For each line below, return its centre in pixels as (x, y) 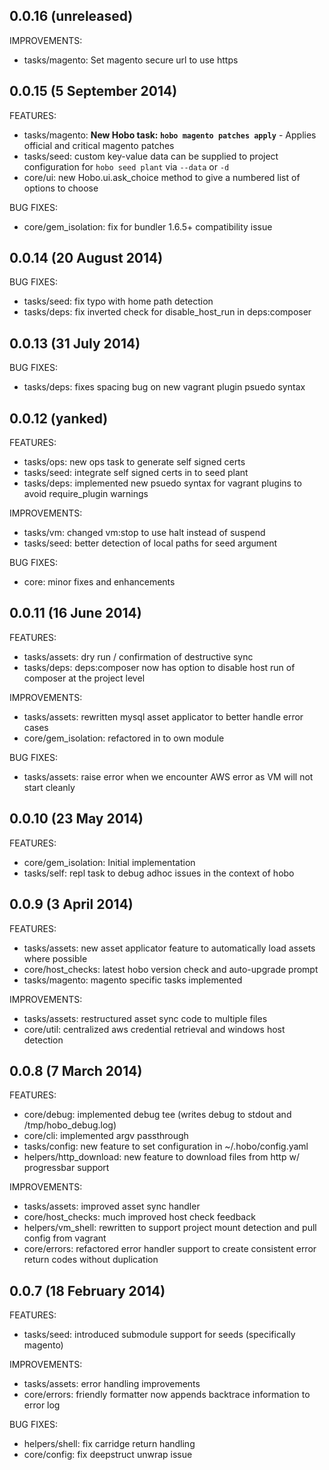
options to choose (61, 188)
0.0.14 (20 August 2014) (86, 258)
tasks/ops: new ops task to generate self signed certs (134, 462)
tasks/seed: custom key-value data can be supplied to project (151, 156)
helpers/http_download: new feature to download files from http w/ (161, 1157)
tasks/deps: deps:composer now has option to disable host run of (159, 667)
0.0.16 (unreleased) (71, 16)
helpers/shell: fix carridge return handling (109, 1444)
